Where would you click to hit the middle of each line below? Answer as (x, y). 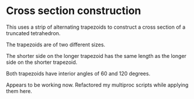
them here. (19, 91)
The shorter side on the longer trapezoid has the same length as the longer (96, 56)
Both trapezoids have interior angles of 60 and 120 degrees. (78, 73)
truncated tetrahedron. (33, 33)
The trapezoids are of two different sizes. (56, 45)
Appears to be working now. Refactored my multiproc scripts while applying (97, 85)
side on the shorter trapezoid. (42, 62)
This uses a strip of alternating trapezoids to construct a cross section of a (96, 27)
